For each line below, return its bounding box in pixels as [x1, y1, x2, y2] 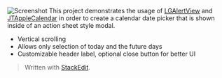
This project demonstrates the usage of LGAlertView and [48, 7, 213, 15]
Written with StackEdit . [24, 63, 91, 71]
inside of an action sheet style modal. [7, 22, 116, 29]
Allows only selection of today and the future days [17, 42, 162, 50]
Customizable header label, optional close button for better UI [17, 49, 196, 58]
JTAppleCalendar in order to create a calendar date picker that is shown [7, 14, 215, 22]
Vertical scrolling [17, 35, 67, 43]
